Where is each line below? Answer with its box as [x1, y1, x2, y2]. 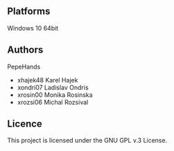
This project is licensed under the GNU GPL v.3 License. [7, 136, 168, 145]
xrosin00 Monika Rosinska [17, 90, 93, 99]
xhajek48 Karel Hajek [17, 75, 78, 84]
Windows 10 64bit [7, 24, 59, 32]
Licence [7, 118, 43, 130]
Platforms [7, 6, 51, 17]
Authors [7, 44, 44, 56]
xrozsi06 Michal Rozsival [17, 98, 89, 106]
